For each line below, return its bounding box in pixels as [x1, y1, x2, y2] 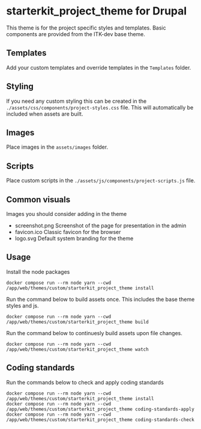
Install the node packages [6, 268, 70, 275]
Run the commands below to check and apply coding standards [6, 378, 164, 386]
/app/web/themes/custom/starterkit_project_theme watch [6, 346, 149, 353]
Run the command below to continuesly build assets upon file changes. [6, 329, 183, 336]
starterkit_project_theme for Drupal [6, 4, 187, 18]
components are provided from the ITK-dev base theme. [6, 30, 146, 37]
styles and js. [6, 302, 39, 309]
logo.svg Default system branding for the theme [14, 235, 134, 242]
